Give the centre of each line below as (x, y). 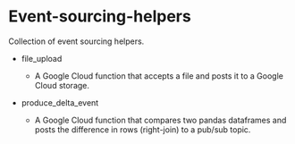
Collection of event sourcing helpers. (76, 41)
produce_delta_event (60, 102)
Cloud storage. (62, 85)
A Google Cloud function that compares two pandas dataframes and (160, 120)
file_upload (42, 58)
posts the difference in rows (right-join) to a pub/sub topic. (143, 129)
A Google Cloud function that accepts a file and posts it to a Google (159, 76)
